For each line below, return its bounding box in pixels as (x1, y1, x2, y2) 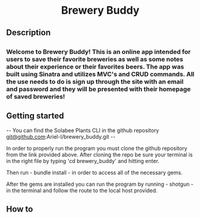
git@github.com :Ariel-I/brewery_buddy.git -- (6, 133, 116, 140)
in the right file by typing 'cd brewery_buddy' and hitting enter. (6, 157, 160, 164)
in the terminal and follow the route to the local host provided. (6, 186, 158, 194)
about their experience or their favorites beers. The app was (6, 62, 184, 70)
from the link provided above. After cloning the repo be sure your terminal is (6, 151, 193, 158)
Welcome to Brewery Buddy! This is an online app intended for (6, 47, 191, 56)
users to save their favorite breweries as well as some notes (6, 55, 183, 63)
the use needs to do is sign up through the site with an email (6, 77, 184, 85)
